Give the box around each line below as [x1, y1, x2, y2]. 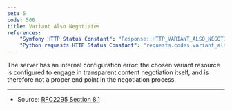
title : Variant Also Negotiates [7, 23, 100, 30]
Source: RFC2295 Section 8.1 [17, 96, 100, 103]
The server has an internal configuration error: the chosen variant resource [7, 61, 221, 69]
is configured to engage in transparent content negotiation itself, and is [7, 68, 209, 76]
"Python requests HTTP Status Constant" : [19, 42, 140, 49]
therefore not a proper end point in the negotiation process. [7, 76, 176, 83]
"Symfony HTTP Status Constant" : [19, 36, 116, 43]
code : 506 [7, 16, 36, 23]
